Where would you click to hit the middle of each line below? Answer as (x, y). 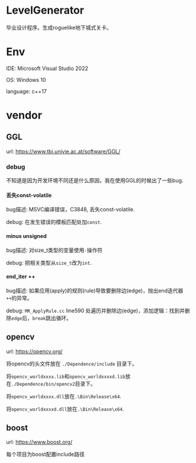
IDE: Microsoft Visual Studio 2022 (47, 68)
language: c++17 (27, 91)
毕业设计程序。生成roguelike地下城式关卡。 (59, 27)
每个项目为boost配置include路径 (45, 454)
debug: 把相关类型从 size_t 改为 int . (49, 262)
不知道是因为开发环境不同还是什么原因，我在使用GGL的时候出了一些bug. (95, 180)
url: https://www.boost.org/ (39, 442)
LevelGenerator (45, 10)
